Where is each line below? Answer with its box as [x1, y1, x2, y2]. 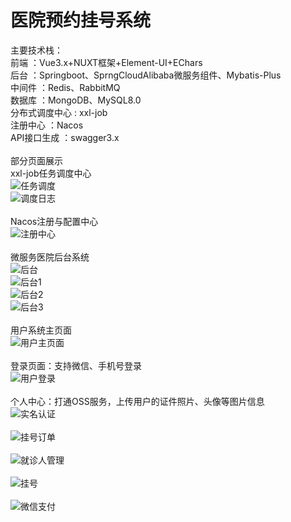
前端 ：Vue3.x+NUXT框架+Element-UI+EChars [10, 56, 203, 68]
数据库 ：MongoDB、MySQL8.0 [10, 94, 142, 106]
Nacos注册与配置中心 [10, 215, 99, 227]
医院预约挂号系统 [10, 9, 152, 32]
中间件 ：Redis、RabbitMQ [10, 81, 121, 93]
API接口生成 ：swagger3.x [10, 131, 120, 143]
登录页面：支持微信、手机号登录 [10, 359, 142, 371]
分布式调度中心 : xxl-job [10, 106, 108, 118]
